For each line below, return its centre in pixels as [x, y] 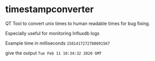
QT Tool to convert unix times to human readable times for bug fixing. [78, 23]
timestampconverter [50, 9]
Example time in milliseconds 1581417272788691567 [58, 43]
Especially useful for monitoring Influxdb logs [52, 33]
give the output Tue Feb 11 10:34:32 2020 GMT [53, 53]
